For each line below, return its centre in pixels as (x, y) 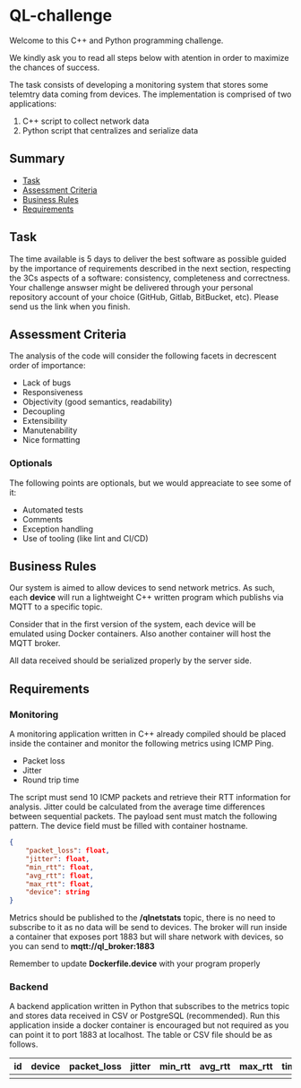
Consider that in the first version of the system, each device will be (133, 625)
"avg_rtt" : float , (60, 876)
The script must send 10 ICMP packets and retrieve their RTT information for (150, 798)
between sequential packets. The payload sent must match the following (143, 816)
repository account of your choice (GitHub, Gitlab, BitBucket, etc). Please (144, 297)
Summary (37, 159)
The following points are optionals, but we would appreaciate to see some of (150, 483)
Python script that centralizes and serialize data (110, 130)
